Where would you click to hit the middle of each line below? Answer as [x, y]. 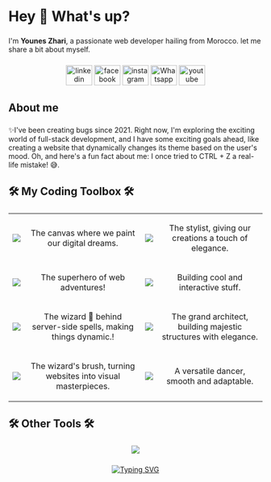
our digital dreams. [83, 243]
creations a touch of [210, 238]
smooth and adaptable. [210, 380]
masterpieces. [83, 386]
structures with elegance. [210, 336]
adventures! [83, 287]
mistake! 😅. [40, 165]
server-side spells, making [83, 326]
